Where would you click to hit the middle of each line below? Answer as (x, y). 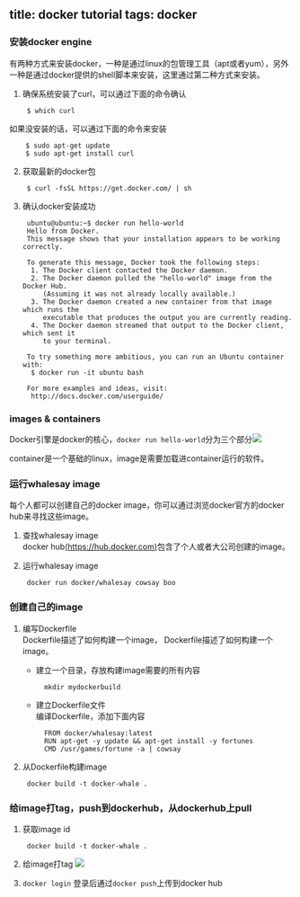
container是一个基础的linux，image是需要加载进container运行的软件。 (139, 458)
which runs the (51, 309)
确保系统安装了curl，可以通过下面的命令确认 (104, 93)
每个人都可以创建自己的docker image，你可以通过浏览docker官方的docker (147, 505)
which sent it (49, 333)
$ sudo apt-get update (68, 146)
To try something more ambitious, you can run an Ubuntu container (155, 357)
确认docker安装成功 (59, 206)
